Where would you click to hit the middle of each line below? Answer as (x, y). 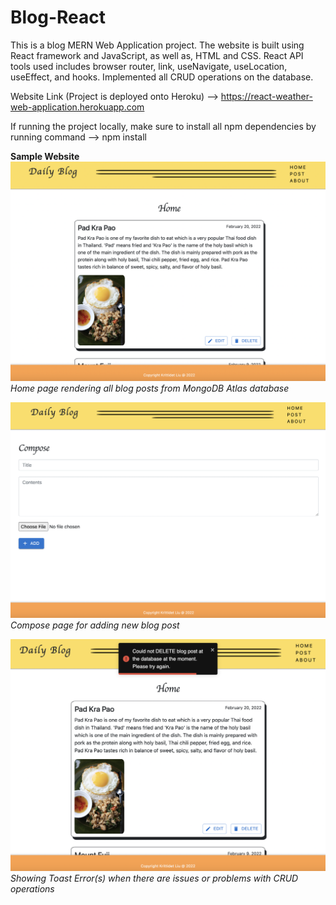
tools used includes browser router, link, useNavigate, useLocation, (149, 66)
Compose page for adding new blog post (95, 625)
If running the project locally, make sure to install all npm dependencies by (163, 126)
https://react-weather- (266, 96)
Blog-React (58, 17)
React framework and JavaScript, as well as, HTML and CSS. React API (157, 55)
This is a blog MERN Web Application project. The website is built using (157, 45)
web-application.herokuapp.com (77, 107)
